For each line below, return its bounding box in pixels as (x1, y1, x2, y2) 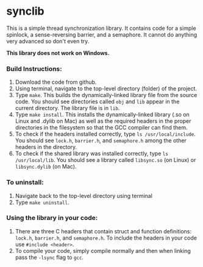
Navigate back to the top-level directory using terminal (15, 192, 152, 199)
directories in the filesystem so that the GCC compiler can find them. (15, 124, 188, 131)
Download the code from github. (15, 78, 97, 86)
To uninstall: (6, 178, 44, 187)
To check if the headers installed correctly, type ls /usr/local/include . (15, 130, 196, 138)
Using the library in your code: (6, 214, 98, 222)
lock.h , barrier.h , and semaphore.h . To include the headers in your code (15, 234, 197, 241)
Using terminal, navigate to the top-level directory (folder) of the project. (15, 85, 197, 92)
